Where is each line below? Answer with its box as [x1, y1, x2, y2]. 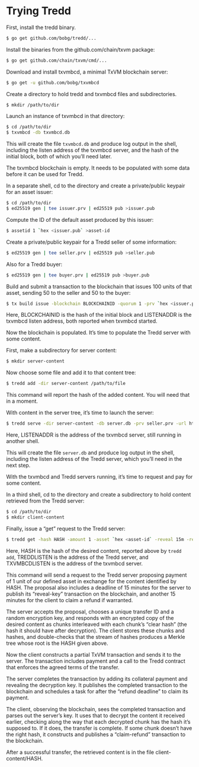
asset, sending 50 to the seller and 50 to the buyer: [6, 289, 131, 296]
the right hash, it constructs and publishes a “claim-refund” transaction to [6, 731, 185, 738]
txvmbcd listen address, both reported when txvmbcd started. [6, 317, 158, 324]
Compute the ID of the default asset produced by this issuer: [6, 216, 154, 223]
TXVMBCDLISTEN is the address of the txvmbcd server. [6, 559, 143, 567]
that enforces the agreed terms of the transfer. [6, 663, 120, 671]
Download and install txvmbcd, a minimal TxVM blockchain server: [6, 68, 168, 75]
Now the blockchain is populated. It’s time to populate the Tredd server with [6, 329, 191, 336]
